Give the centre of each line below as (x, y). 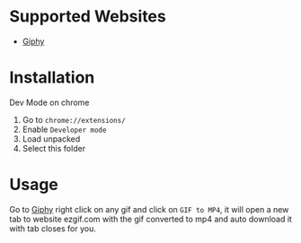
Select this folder (54, 148)
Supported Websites (88, 17)
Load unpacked (51, 139)
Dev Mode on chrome (49, 102)
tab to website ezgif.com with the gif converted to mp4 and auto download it (150, 219)
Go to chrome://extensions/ (74, 119)
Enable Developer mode (64, 129)
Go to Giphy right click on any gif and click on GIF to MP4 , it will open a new (149, 209)
